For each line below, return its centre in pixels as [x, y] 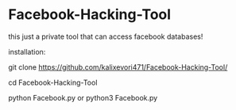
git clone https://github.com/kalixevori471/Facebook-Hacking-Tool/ [118, 67]
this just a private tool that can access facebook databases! [106, 36]
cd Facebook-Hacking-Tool [53, 82]
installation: [27, 51]
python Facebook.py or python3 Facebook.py [83, 97]
